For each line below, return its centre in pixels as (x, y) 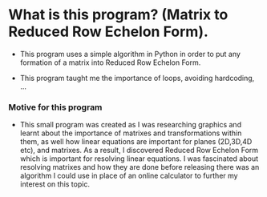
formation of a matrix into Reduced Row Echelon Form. (110, 62)
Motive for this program (55, 107)
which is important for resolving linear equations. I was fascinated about (139, 159)
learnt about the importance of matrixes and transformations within (131, 133)
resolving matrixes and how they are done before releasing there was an (140, 167)
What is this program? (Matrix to (118, 15)
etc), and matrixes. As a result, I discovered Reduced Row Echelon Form (139, 151)
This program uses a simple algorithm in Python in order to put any (130, 54)
